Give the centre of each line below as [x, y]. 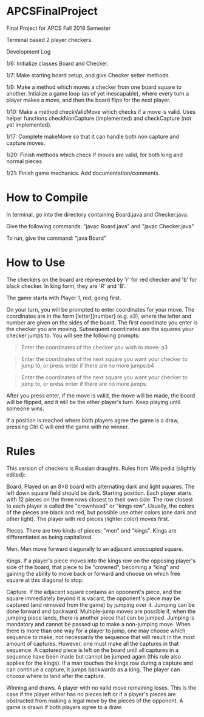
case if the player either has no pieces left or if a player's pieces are [91, 694]
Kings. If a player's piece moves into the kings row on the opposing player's [101, 561]
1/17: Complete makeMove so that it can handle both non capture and [93, 136]
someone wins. [25, 408]
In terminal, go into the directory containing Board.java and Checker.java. [97, 214]
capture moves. [26, 143]
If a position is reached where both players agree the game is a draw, [93, 420]
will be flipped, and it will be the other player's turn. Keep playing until [93, 402]
